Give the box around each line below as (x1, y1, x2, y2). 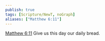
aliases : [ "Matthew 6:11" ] (5, 16, 62, 21)
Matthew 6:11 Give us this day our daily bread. (5, 30, 100, 36)
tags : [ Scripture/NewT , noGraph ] (5, 12, 75, 17)
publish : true (5, 7, 35, 12)
